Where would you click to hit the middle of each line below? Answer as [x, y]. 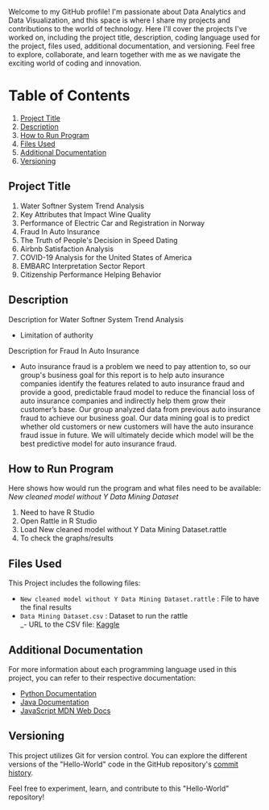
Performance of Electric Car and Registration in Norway [112, 223]
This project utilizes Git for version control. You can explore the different [128, 755]
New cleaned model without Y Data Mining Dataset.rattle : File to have [139, 599]
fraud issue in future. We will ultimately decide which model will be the [137, 434]
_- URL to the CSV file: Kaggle [70, 624]
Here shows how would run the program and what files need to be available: [135, 489]
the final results [46, 607]
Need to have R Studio [57, 513]
